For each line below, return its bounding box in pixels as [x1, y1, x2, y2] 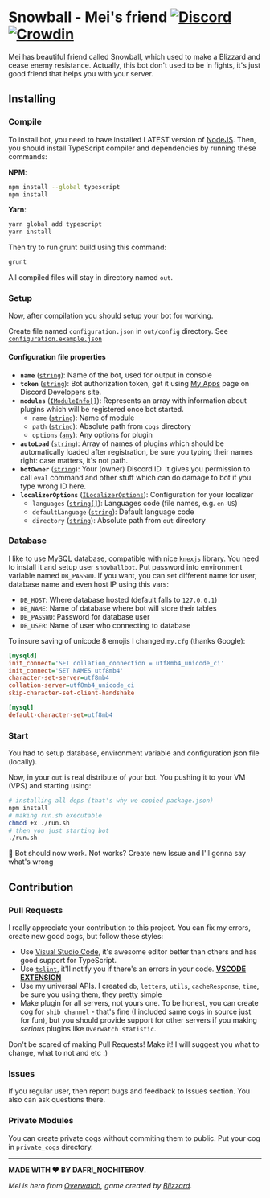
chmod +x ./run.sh [8, 819, 70, 827]
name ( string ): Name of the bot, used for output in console [19, 370, 213, 380]
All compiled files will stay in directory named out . [8, 273, 174, 282]
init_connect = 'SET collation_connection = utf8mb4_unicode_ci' [8, 659, 225, 667]
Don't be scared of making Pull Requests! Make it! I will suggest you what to [8, 1040, 260, 1049]
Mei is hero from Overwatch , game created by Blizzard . [8, 1180, 193, 1190]
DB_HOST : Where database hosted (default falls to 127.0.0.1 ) [19, 595, 218, 604]
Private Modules [8, 1115, 74, 1126]
